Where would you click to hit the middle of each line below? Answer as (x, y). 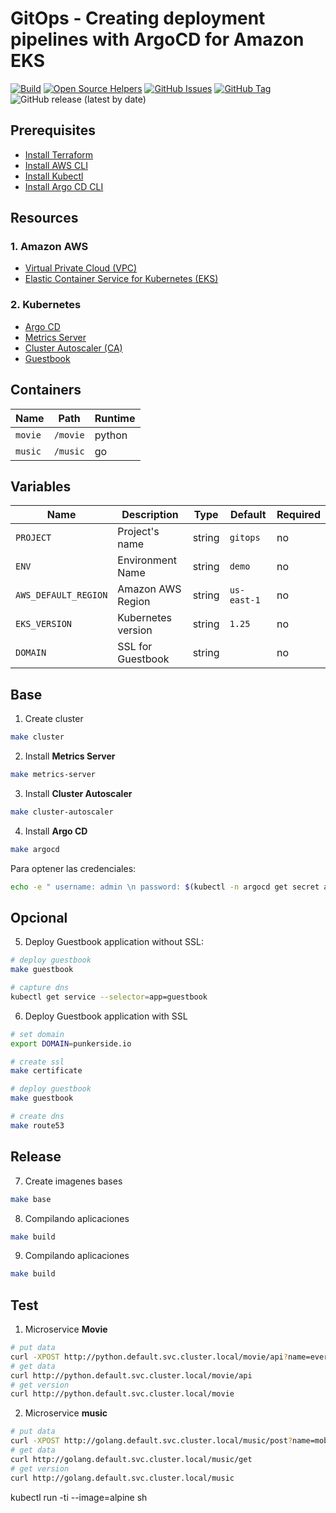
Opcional (39, 917)
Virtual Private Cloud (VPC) (81, 268)
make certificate (46, 1071)
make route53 (37, 1125)
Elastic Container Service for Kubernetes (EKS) (121, 279)
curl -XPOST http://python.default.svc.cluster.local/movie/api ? (149, 1357)
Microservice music (66, 1413)
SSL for (135, 647)
